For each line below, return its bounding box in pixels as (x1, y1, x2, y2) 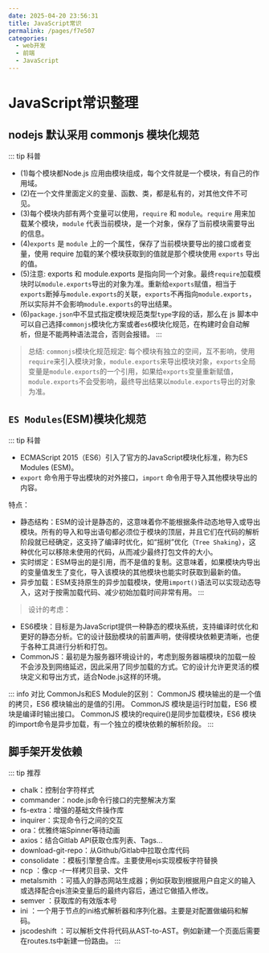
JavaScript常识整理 (8, 94, 139, 113)
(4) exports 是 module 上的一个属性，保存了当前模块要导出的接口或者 (19, 238, 245, 248)
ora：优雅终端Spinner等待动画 (19, 825, 120, 835)
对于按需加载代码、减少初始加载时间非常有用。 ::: (41, 587, 205, 596)
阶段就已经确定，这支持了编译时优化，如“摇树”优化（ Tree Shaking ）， (19, 537, 250, 547)
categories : (8, 34, 48, 43)
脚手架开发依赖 (8, 745, 83, 759)
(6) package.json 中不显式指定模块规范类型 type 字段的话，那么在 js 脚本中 (19, 309, 259, 319)
